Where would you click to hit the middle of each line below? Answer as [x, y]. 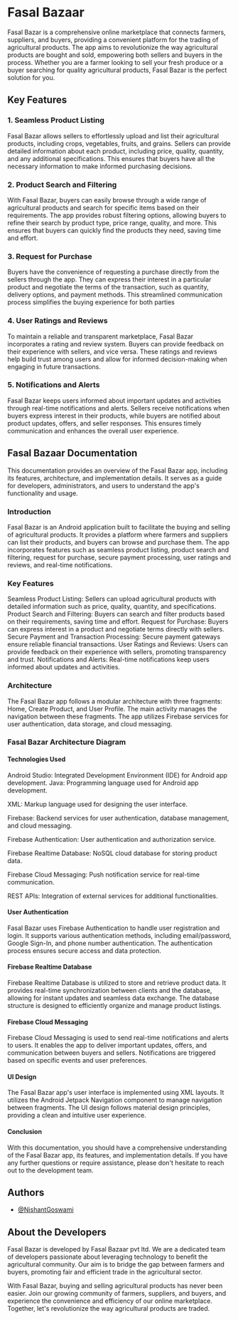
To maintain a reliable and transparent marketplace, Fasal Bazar [101, 336]
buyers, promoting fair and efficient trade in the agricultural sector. [105, 1272]
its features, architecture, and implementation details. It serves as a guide [115, 478]
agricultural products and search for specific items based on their [103, 207]
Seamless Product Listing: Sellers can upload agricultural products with [112, 599]
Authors [26, 1193]
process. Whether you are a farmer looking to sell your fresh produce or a [115, 62]
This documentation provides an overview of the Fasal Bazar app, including [118, 470]
